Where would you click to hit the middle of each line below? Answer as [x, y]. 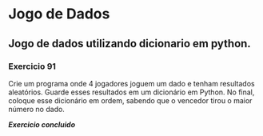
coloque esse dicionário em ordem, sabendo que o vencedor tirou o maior [130, 100]
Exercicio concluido [42, 124]
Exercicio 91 [32, 66]
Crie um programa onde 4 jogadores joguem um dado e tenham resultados [131, 83]
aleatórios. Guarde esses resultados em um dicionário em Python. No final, [131, 92]
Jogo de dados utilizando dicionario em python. [130, 44]
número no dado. [37, 109]
